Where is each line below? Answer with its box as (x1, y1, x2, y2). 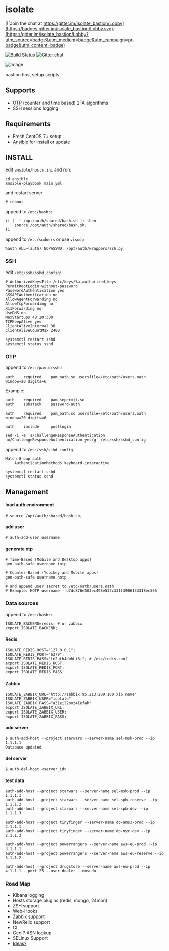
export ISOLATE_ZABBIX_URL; (5, 705, 65, 710)
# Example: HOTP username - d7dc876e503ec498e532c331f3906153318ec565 (5, 588, 157, 593)
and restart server (5, 190, 43, 196)
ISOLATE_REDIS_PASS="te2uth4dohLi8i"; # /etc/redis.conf (5, 656, 128, 662)
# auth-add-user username (5, 535, 60, 540)
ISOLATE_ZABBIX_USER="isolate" (5, 696, 71, 701)
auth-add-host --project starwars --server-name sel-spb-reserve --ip (5, 798, 157, 803)
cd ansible (5, 177, 28, 182)
